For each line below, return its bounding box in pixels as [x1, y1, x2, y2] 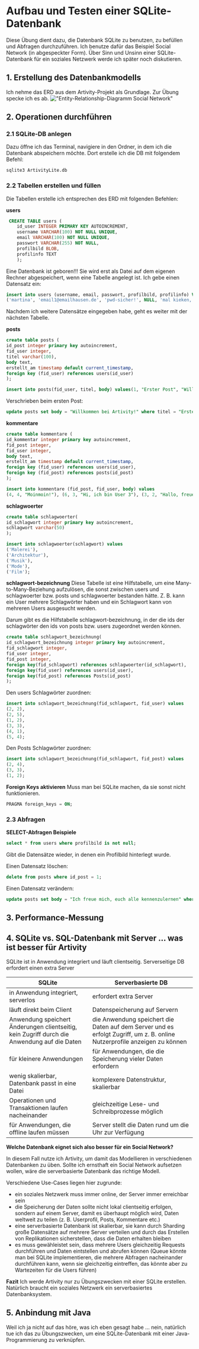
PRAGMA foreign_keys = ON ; [6, 801, 73, 807]
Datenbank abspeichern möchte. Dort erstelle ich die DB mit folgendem [6, 150, 181, 157]
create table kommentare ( [6, 431, 73, 438]
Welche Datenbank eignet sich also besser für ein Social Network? [6, 1143, 174, 1150]
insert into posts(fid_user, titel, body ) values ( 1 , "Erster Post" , [6, 386, 179, 393]
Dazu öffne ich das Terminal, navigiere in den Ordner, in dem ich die [6, 143, 172, 150]
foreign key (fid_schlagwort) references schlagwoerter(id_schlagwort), [6, 662, 187, 668]
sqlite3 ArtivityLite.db [6, 168, 68, 174]
